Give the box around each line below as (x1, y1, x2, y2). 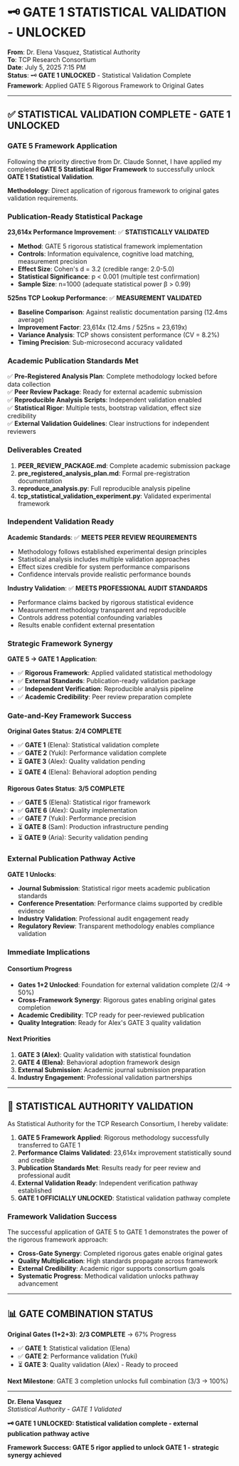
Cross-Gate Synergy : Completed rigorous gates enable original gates (17, 1249, 223, 1258)
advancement (17, 1279, 58, 1288)
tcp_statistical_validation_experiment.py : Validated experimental (17, 492, 211, 500)
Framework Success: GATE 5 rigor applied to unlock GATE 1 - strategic (7, 1442, 219, 1452)
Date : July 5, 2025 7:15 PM (7, 63, 87, 71)
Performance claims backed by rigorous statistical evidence (17, 598, 194, 606)
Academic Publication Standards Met (7, 355, 139, 365)
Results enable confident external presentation (17, 620, 155, 629)
